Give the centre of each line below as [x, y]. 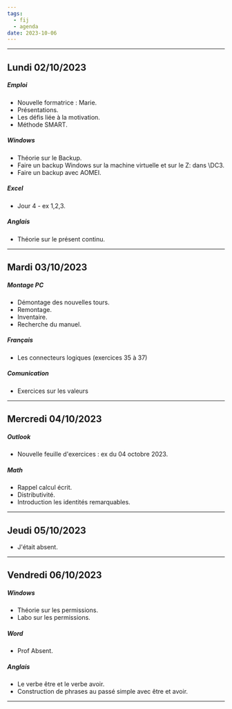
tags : [15, 13]
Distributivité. [36, 495]
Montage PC [26, 285]
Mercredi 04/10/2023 [55, 419]
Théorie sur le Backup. [49, 158]
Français [20, 340]
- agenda [26, 26]
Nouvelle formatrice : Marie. [57, 102]
